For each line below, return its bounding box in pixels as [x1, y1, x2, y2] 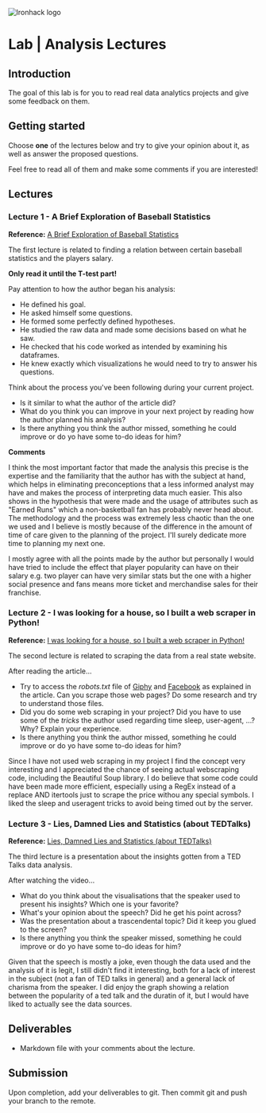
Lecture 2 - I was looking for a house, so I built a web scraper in [8, 607, 256, 619]
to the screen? [19, 925, 67, 934]
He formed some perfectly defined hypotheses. [19, 316, 176, 326]
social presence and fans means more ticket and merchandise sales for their [8, 579, 259, 588]
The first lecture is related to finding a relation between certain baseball [8, 245, 242, 254]
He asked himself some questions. [19, 308, 133, 317]
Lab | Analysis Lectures [8, 36, 167, 53]
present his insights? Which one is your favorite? [19, 899, 179, 909]
